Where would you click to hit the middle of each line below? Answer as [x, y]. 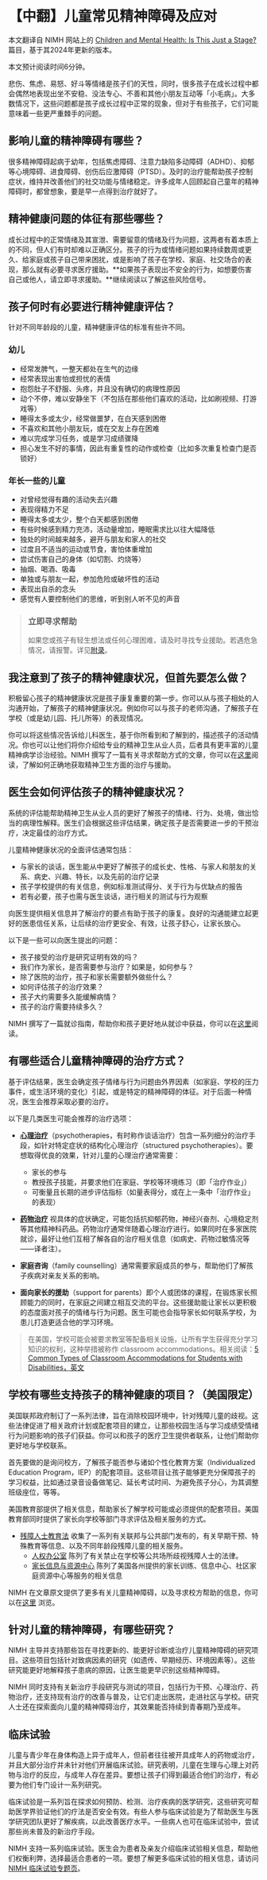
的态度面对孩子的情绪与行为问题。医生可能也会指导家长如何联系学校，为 [138, 1312]
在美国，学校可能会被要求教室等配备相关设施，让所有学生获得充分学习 [143, 1339]
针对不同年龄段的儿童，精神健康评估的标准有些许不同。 [99, 328]
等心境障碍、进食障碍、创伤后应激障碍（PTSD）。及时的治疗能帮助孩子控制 [131, 171]
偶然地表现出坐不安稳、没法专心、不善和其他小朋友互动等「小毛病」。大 [132, 93]
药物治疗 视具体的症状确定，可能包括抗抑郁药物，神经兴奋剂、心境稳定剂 [139, 1219]
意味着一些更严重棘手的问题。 [57, 113]
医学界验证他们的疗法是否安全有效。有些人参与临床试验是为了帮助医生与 [133, 1812]
